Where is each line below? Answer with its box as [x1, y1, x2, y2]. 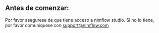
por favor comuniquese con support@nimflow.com [5, 22, 109, 28]
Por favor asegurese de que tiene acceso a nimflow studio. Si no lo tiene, [5, 17, 155, 23]
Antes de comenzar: [5, 4, 69, 12]
